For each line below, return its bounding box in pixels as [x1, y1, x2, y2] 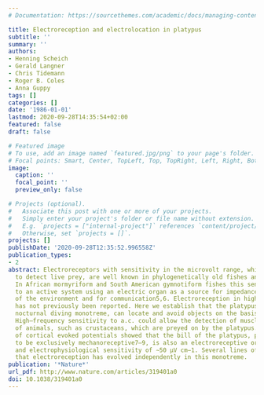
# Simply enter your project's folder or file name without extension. [8, 214, 255, 222]
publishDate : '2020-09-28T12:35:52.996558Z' [8, 244, 156, 252]
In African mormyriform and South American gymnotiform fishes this [15, 280, 244, 288]
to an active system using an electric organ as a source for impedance [15, 287, 258, 295]
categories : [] [8, 99, 58, 107]
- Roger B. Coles [8, 76, 65, 85]
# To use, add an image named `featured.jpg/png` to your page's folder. [8, 149, 255, 157]
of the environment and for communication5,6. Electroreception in [15, 295, 241, 303]
